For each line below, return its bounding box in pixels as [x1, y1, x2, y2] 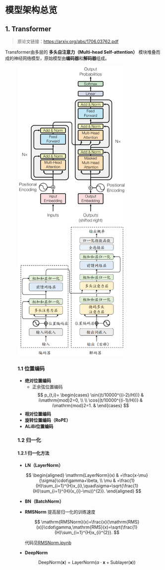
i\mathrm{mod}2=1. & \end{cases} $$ [52, 402, 129, 408]
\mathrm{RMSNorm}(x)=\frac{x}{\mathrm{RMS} [41, 519, 140, 525]
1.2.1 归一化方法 [17, 450, 50, 456]
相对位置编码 [24, 411, 51, 417]
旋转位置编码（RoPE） [24, 417, 71, 423]
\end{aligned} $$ [106, 488, 141, 494]
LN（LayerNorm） [24, 462, 63, 468]
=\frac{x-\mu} [119, 472, 149, 478]
